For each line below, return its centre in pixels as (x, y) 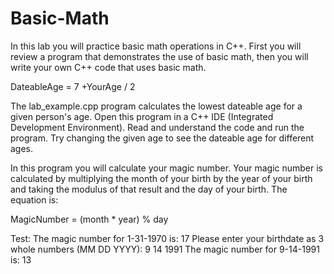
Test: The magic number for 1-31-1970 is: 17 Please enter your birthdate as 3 (167, 238)
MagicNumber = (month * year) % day (89, 219)
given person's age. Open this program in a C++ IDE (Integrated (142, 116)
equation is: (34, 199)
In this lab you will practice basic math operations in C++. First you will (156, 46)
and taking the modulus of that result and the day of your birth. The (149, 189)
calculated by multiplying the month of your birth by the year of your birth (161, 178)
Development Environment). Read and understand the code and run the (157, 127)
